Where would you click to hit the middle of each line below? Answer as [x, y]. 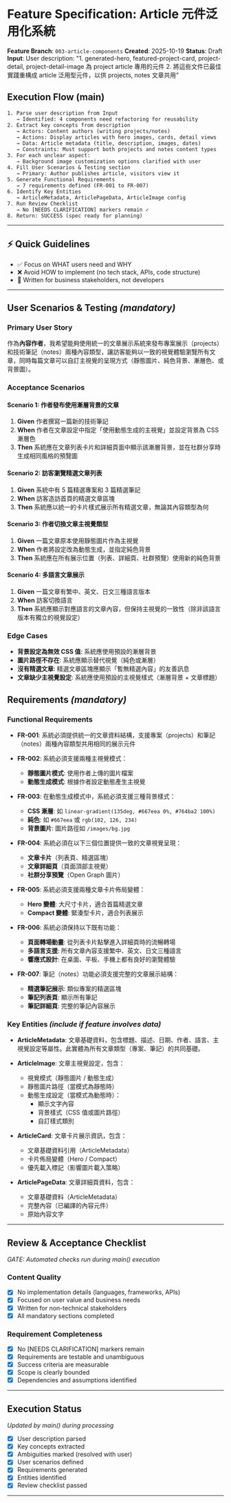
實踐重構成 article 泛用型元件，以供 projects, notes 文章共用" [93, 75]
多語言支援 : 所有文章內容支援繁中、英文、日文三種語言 [104, 950]
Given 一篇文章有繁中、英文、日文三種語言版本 [84, 591]
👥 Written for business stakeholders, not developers [91, 279]
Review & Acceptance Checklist [77, 1243]
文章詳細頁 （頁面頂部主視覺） [69, 866]
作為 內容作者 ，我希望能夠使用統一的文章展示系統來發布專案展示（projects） [115, 344]
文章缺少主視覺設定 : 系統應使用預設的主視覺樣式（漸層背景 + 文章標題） [119, 677]
